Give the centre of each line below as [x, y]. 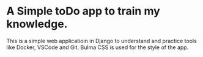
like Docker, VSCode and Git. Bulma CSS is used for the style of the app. [98, 47]
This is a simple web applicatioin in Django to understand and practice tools [102, 41]
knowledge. [37, 24]
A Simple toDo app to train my [83, 11]
